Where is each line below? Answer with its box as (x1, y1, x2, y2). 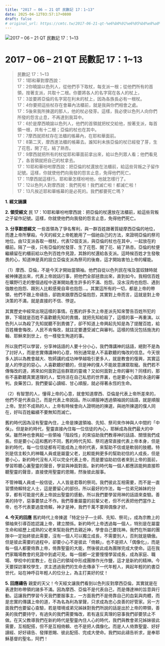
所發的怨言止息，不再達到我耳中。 (17, 114, 86, 121)
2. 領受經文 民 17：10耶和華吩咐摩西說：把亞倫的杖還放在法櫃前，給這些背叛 (5, 209, 159, 215)
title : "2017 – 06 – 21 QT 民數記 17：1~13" (5, 7, 95, 12)
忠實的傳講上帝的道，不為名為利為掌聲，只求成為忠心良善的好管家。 (9, 599, 147, 605)
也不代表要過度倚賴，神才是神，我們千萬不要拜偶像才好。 (13, 504, 130, 510)
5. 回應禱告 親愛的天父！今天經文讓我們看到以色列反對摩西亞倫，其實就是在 (5, 581, 158, 586)
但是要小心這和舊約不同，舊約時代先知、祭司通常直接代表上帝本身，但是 (13, 438, 160, 444)
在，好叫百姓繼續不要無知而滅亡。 (5, 409, 74, 415)
